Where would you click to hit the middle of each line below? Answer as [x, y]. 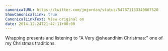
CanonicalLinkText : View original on [45, 19]
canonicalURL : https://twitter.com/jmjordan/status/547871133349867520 [82, 10]
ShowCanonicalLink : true [31, 14]
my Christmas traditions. [31, 43]
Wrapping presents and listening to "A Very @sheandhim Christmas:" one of [84, 38]
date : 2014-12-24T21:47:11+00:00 [40, 24]
